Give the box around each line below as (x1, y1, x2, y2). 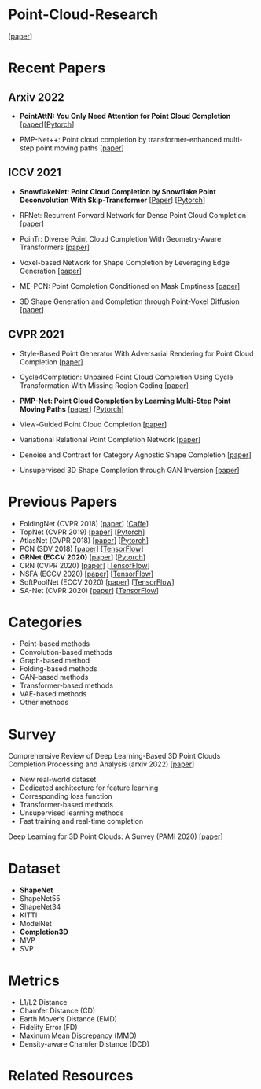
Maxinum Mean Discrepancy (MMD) (19, 1031, 138, 1040)
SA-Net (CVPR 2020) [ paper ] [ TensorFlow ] (19, 585, 160, 595)
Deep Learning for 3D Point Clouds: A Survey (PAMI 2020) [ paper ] (8, 832, 223, 841)
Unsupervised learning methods (19, 808, 124, 818)
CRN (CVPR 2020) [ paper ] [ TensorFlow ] (19, 560, 151, 570)
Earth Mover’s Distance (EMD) (19, 1014, 118, 1024)
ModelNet (19, 919, 53, 928)
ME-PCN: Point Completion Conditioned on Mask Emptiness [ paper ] (19, 281, 241, 290)
